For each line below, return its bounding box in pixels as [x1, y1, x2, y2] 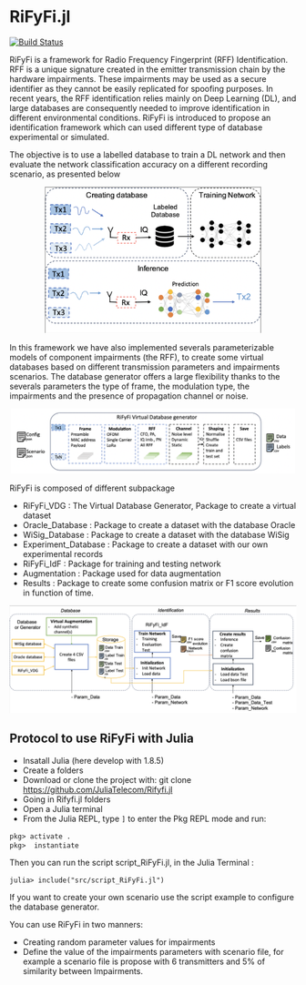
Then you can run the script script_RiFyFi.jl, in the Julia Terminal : [9, 857, 255, 868]
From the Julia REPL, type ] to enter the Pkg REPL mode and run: [22, 813, 267, 824]
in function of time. [22, 587, 94, 598]
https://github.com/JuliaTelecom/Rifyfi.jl [22, 784, 173, 795]
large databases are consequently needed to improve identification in [9, 102, 270, 113]
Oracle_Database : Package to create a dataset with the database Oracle [22, 519, 296, 530]
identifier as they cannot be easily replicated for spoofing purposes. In [9, 83, 273, 94]
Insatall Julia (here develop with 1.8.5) [22, 755, 165, 766]
